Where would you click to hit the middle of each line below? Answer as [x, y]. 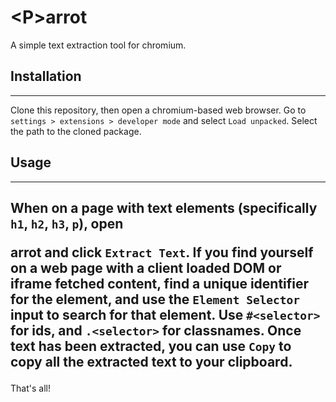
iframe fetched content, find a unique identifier [160, 283]
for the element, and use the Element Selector [155, 299]
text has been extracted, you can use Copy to [151, 346]
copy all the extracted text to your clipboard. [151, 361]
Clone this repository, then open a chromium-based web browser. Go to [158, 110]
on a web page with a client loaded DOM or [146, 267]
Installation [46, 76]
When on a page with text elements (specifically [164, 207]
